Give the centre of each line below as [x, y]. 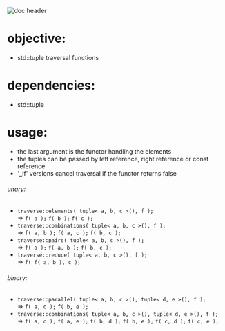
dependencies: [51, 86]
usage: [28, 133]
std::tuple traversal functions [58, 57]
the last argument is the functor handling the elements [94, 151]
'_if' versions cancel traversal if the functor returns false [97, 173]
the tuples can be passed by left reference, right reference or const [113, 159]
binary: [17, 278]
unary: [17, 189]
